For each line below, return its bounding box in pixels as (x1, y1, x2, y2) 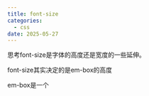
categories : (7, 17, 43, 24)
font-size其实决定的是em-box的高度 (7, 65, 112, 75)
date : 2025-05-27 (7, 30, 59, 38)
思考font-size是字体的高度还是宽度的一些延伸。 (7, 50, 145, 59)
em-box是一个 (7, 81, 50, 90)
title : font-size (7, 10, 59, 18)
